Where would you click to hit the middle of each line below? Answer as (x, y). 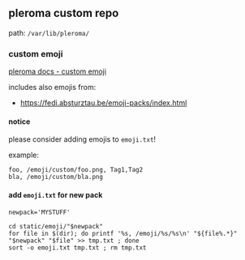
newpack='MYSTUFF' (39, 212)
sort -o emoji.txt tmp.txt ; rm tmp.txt (78, 247)
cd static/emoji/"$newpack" (56, 226)
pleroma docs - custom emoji (58, 71)
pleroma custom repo (64, 13)
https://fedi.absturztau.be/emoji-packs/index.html (103, 103)
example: (24, 155)
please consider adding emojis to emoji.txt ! (82, 139)
